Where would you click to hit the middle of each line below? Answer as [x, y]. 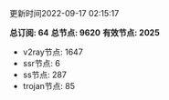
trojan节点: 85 [49, 86]
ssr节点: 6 [42, 63]
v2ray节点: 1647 [53, 52]
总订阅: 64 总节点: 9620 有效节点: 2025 [84, 33]
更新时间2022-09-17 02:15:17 [64, 13]
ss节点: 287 [44, 75]
